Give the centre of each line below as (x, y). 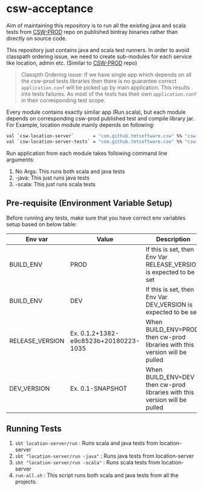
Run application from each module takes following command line (87, 153)
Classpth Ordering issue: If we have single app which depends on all (106, 74)
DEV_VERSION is (169, 304)
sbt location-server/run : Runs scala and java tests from (86, 443)
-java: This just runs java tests (52, 178)
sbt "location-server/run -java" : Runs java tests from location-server (105, 456)
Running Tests (34, 428)
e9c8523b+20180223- (105, 340)
